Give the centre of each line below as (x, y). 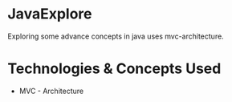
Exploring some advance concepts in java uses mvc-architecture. (116, 36)
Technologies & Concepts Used (114, 69)
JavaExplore (50, 14)
